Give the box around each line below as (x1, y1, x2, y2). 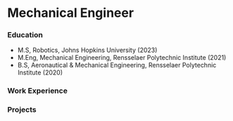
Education (7, 30, 44, 40)
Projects (7, 105, 37, 115)
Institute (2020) (17, 68, 63, 77)
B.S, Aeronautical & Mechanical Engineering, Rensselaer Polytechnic (17, 61, 217, 70)
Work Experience (7, 86, 68, 96)
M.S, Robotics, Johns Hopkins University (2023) (17, 46, 158, 54)
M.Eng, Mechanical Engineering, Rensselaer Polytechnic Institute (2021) (17, 53, 227, 62)
